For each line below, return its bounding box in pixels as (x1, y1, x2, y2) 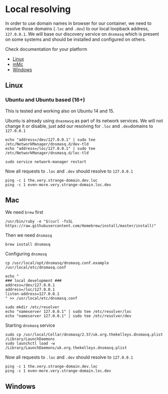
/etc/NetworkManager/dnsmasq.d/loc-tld (5, 150, 89, 155)
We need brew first (5, 209, 44, 215)
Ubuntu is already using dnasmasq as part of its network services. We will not (5, 118, 163, 124)
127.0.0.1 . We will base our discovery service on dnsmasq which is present (5, 31, 159, 37)
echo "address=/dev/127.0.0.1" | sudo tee (5, 137, 96, 142)
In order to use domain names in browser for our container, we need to (5, 20, 152, 26)
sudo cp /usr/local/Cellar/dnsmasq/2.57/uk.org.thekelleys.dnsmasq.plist (5, 332, 163, 337)
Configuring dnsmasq (5, 251, 47, 257)
